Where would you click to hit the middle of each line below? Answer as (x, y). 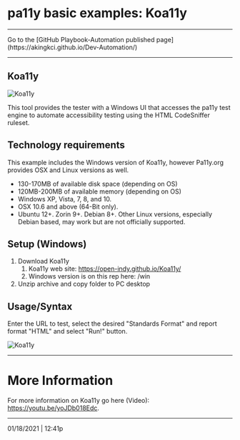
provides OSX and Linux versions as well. (68, 170)
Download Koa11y (44, 261)
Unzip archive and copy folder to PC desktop (84, 284)
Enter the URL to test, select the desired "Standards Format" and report (112, 324)
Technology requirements (66, 145)
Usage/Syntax (40, 306)
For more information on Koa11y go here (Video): (79, 401)
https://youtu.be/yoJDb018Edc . (54, 408)
